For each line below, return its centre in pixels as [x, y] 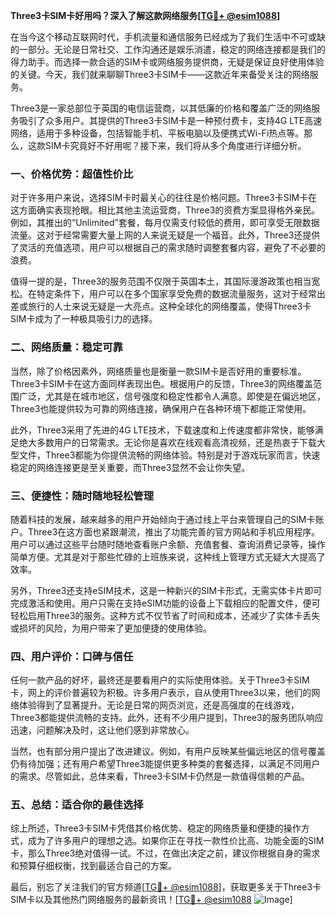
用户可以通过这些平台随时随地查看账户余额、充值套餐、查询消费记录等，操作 [168, 544]
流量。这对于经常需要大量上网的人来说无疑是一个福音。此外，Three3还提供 [165, 235]
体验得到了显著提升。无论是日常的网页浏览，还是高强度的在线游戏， [159, 705]
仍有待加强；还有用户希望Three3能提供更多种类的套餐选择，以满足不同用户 [165, 764]
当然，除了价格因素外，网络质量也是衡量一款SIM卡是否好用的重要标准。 [158, 371]
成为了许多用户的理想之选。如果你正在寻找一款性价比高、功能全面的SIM [176, 841]
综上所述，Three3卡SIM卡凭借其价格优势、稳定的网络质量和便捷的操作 [156, 828]
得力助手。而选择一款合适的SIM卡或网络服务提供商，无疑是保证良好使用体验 [167, 62]
